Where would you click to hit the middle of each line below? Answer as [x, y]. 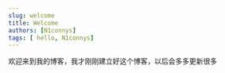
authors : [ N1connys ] [43, 30]
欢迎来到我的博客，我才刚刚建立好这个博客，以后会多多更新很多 [112, 61]
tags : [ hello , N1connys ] [51, 38]
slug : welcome [32, 15]
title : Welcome [33, 23]
